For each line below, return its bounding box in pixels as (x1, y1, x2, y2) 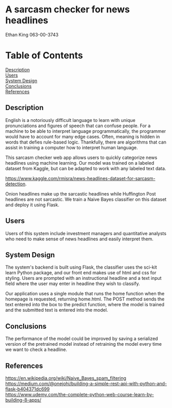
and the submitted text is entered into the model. (5, 307, 108, 313)
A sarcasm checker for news (5, 4, 130, 15)
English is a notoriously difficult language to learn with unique (5, 117, 136, 123)
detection (5, 181, 26, 187)
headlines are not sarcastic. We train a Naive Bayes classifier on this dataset (5, 196, 167, 202)
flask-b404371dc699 (5, 386, 50, 392)
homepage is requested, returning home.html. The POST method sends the (5, 296, 165, 302)
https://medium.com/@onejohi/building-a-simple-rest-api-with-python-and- (5, 380, 167, 386)
